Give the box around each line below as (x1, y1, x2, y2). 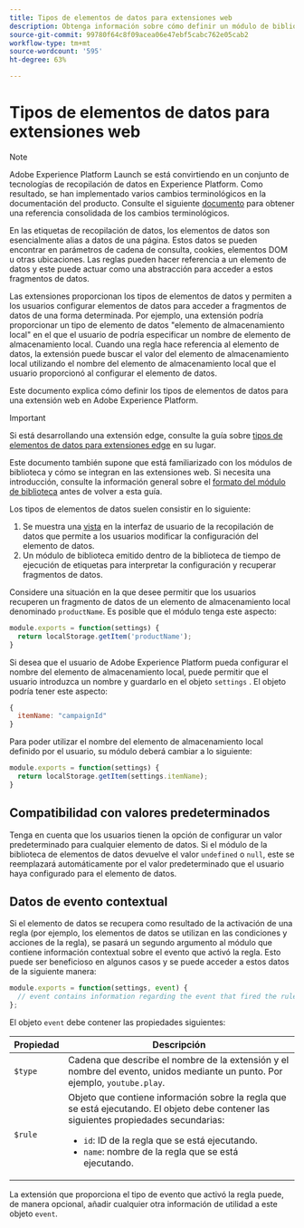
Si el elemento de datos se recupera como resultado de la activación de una (9, 918, 293, 929)
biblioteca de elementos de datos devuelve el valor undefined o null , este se (9, 849, 295, 859)
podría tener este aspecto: (9, 686, 109, 696)
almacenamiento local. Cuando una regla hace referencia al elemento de (9, 339, 280, 350)
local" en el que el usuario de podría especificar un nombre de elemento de (9, 329, 291, 340)
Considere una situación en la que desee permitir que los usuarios (9, 586, 256, 598)
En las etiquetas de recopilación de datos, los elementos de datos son (9, 225, 270, 235)
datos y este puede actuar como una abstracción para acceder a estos (9, 264, 274, 274)
